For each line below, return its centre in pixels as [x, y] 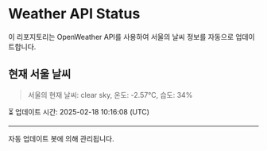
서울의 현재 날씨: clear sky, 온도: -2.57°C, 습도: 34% [110, 95]
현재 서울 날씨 [40, 74]
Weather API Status [74, 14]
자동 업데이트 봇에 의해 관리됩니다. [61, 138]
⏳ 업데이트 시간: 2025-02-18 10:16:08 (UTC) [79, 111]
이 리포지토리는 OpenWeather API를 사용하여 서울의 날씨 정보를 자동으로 [121, 37]
